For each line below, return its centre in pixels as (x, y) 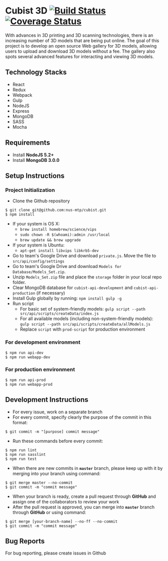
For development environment (43, 342)
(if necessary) (51, 293)
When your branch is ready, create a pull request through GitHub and (84, 496)
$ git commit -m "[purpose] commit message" (52, 432)
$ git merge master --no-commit (39, 483)
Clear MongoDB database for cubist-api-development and (72, 288)
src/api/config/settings (38, 261)
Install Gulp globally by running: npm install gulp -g (67, 299)
